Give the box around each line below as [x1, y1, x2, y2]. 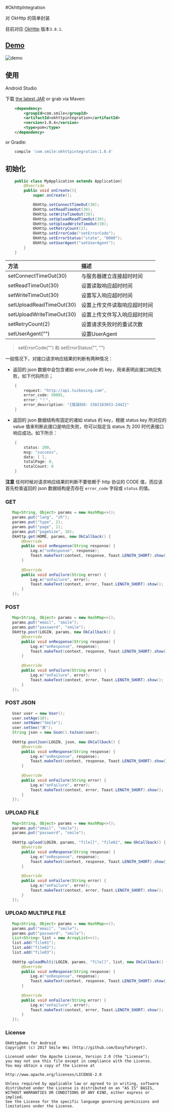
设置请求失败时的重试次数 [81, 321, 143, 328]
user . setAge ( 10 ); [12, 715, 50, 721]
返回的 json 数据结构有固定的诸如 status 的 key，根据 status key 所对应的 [12, 417, 167, 423]
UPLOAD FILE [5, 809, 39, 816]
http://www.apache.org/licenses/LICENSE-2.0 [5, 1072, 102, 1077]
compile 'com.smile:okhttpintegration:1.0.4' [14, 149, 114, 154]
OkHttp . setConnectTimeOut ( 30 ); [32, 202, 100, 207]
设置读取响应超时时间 [81, 282, 133, 289]
